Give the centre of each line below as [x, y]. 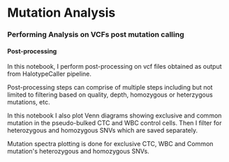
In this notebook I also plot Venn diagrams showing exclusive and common [114, 115]
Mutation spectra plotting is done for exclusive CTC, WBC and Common [110, 144]
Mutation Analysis [61, 13]
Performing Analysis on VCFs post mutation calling [96, 35]
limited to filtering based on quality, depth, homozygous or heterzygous [110, 95]
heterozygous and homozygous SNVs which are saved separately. [103, 131]
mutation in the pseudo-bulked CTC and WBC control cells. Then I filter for [114, 123]
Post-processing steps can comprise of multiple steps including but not [110, 88]
